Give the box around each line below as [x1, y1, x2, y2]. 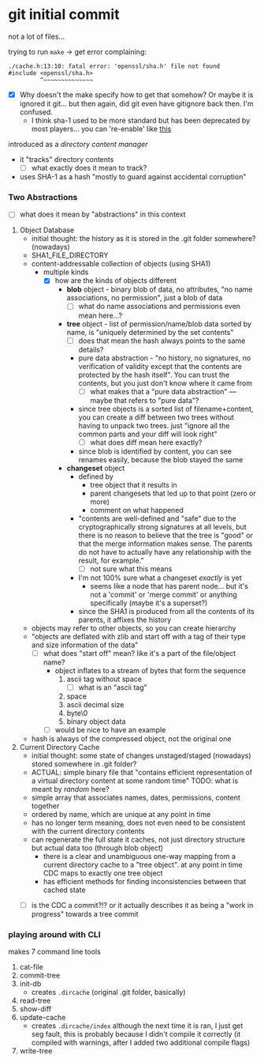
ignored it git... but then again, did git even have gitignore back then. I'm [19, 99, 254, 108]
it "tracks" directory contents [19, 155, 114, 164]
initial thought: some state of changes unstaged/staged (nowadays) [31, 751, 251, 760]
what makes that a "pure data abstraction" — [90, 386, 236, 396]
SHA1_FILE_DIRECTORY [31, 250, 109, 260]
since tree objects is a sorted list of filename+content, [78, 404, 254, 413]
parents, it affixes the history [78, 615, 172, 624]
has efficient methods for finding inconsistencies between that [43, 876, 247, 886]
